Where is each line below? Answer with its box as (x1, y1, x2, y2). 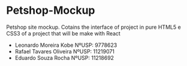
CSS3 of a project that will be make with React (6, 29, 121, 37)
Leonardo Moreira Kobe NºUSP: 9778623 (14, 41, 117, 49)
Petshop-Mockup (6, 4, 95, 17)
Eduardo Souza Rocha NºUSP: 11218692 (14, 54, 114, 61)
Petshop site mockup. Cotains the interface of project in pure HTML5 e (6, 23, 181, 31)
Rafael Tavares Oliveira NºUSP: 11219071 (14, 47, 115, 55)
